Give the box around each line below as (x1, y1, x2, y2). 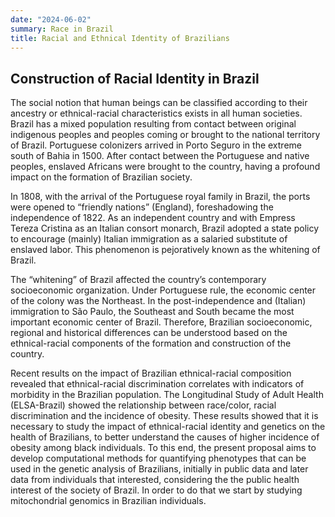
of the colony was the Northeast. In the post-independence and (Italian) (10, 295, 307, 307)
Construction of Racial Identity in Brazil (10, 70, 260, 87)
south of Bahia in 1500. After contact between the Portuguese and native (10, 150, 310, 162)
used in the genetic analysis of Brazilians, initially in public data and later (10, 463, 309, 475)
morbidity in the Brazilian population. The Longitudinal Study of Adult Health (10, 389, 324, 401)
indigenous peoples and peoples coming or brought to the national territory (10, 129, 321, 141)
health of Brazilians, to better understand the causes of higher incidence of (10, 431, 320, 443)
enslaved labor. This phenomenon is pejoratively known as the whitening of (10, 244, 321, 256)
